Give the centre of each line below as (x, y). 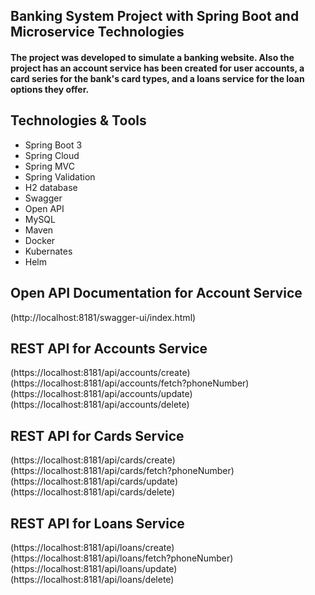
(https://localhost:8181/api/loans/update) (94, 569)
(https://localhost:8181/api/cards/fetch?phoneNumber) (122, 471)
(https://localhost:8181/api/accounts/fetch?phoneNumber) (130, 383)
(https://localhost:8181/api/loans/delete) (92, 580)
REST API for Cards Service (97, 435)
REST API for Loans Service (97, 523)
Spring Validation (60, 176)
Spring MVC (50, 166)
